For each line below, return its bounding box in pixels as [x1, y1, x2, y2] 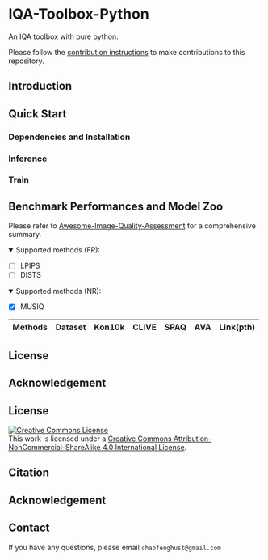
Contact [8, 521, 50, 535]
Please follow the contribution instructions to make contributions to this [8, 47, 245, 57]
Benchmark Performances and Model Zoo [8, 199, 224, 213]
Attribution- [173, 434, 212, 443]
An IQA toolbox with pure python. [8, 32, 119, 41]
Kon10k [94, 321, 125, 333]
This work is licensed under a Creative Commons [8, 434, 172, 443]
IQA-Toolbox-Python [8, 5, 149, 23]
